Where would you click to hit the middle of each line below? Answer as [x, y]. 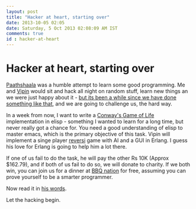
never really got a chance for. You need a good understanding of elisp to [94, 127]
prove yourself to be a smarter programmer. [60, 177]
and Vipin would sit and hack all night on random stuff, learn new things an [97, 91]
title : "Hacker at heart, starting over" [58, 17]
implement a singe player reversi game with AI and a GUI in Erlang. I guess [97, 140]
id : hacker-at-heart [33, 39]
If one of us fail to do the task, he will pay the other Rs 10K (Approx [88, 158]
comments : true [25, 34]
